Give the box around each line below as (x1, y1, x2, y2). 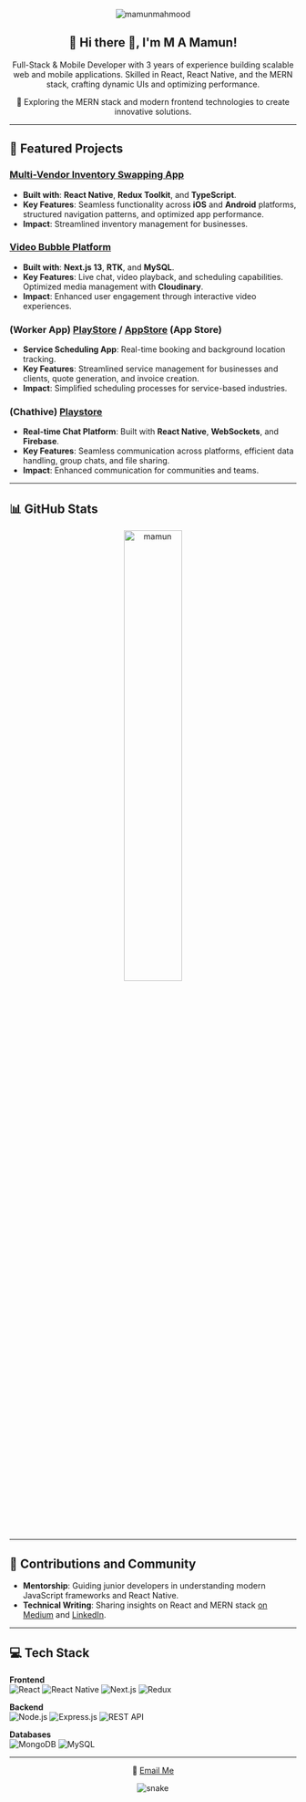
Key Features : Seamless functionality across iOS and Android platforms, (22, 199, 297, 210)
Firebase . (22, 436, 59, 447)
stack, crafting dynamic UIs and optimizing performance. (46, 78, 260, 89)
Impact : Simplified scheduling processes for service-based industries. (22, 383, 288, 394)
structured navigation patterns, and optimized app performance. (22, 208, 264, 219)
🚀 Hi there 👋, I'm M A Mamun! (68, 35, 238, 50)
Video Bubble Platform (9, 241, 112, 254)
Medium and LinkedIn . (22, 1609, 107, 1620)
